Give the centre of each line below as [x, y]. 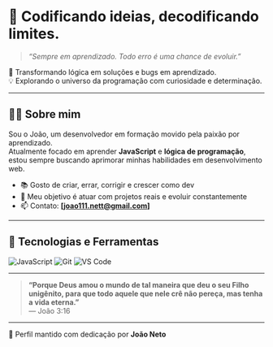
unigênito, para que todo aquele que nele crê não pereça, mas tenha [145, 293]
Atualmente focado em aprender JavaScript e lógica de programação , [127, 151]
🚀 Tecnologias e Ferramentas [84, 242]
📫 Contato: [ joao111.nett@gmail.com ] [85, 206]
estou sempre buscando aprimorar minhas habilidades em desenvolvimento [135, 160]
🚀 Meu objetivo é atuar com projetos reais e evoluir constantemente [134, 196]
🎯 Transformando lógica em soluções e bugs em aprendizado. [113, 72]
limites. [34, 34]
